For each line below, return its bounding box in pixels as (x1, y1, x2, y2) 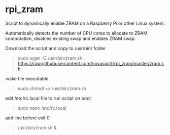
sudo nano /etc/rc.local (17, 105, 67, 111)
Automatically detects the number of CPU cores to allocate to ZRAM (5, 30, 148, 36)
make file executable (5, 75, 49, 81)
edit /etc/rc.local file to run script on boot (5, 95, 91, 101)
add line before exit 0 (5, 115, 50, 121)
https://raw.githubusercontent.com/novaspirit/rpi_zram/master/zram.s (17, 60, 164, 66)
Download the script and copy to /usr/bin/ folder (5, 45, 106, 51)
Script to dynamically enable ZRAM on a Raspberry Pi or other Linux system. (5, 20, 165, 26)
